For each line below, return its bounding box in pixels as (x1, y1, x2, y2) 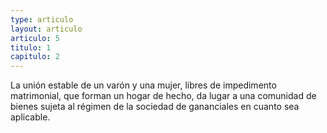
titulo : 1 (10, 42, 52, 53)
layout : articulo (10, 24, 83, 34)
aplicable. (10, 111, 51, 123)
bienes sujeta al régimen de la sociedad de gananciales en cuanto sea (10, 101, 300, 113)
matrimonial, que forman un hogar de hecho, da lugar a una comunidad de (10, 90, 317, 102)
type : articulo (10, 14, 74, 25)
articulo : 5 (10, 33, 60, 43)
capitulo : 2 (10, 52, 60, 62)
